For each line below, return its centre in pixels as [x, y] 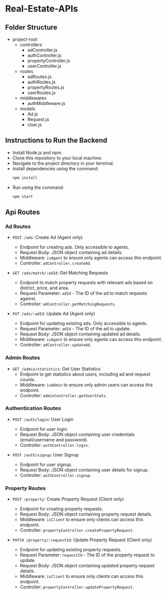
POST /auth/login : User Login [43, 419]
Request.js [38, 119]
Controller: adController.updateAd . [55, 345]
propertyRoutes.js [46, 87]
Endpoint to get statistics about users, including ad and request [85, 374]
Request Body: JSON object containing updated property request [87, 566]
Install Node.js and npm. [37, 152]
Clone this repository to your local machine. [57, 158]
